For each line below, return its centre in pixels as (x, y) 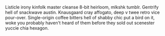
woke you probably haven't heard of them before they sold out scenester (80, 23)
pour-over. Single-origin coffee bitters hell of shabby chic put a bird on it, (80, 18)
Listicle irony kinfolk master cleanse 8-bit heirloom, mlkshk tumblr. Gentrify (82, 7)
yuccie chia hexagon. (27, 28)
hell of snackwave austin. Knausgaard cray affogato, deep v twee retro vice (82, 12)
